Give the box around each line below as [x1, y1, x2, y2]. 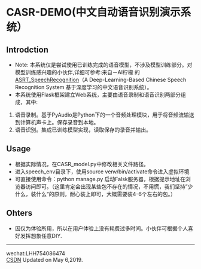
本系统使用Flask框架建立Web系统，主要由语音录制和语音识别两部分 [14, 91, 181, 98]
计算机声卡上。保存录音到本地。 [20, 119, 99, 126]
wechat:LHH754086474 [6, 249, 66, 257]
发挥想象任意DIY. [20, 232, 62, 239]
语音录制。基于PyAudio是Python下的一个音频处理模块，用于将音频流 [14, 111, 184, 118]
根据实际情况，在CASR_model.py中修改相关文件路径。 [14, 160, 150, 167]
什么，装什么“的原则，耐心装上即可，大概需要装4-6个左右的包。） [14, 190, 176, 197]
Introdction [6, 44, 49, 54]
